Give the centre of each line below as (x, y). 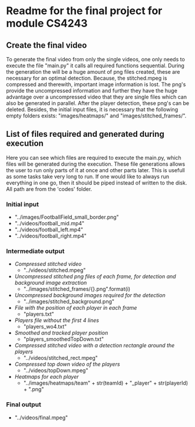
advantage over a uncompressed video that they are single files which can (97, 97)
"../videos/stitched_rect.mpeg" (61, 358)
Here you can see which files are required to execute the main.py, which (94, 157)
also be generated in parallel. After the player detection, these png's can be (98, 103)
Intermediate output (35, 251)
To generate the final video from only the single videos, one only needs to (96, 59)
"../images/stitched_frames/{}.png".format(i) (77, 289)
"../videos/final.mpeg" (41, 418)
